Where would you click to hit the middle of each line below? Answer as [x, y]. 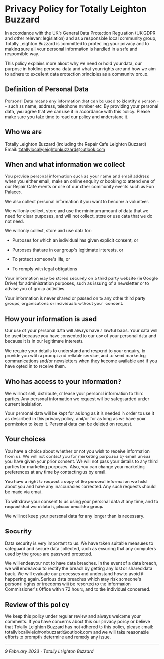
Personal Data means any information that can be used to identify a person [81, 101]
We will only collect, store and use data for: [48, 231]
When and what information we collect [65, 165]
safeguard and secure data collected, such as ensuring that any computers [81, 548]
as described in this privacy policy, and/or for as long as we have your [75, 418]
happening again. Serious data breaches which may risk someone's [73, 579]
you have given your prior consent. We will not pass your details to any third [81, 461]
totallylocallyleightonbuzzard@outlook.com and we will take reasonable [77, 632]
